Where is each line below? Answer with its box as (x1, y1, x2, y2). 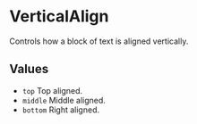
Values (9, 62, 49, 77)
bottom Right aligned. (21, 104, 100, 115)
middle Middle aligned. (21, 95, 106, 105)
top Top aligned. (21, 85, 83, 95)
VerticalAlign (9, 6, 109, 27)
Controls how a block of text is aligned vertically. (9, 36, 189, 46)
